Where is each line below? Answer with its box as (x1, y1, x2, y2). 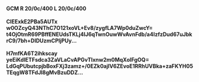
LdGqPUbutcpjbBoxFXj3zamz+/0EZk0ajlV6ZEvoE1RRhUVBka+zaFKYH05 (6, 63, 194, 70)
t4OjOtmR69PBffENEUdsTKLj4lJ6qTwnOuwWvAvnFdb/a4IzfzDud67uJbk (6, 31, 192, 38)
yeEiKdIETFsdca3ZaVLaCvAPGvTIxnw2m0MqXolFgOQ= (6, 56, 150, 63)
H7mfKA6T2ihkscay (6, 50, 58, 57)
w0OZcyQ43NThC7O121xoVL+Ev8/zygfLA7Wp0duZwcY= (6, 25, 153, 32)
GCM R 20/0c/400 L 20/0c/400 (6, 5, 86, 12)
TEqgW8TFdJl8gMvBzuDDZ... (6, 69, 83, 76)
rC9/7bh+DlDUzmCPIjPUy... (6, 37, 77, 44)
